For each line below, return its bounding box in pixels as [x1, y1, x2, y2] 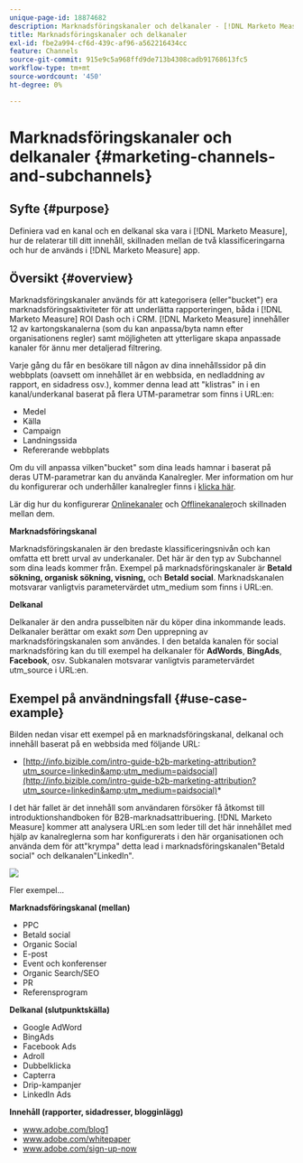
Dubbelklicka [22, 1060, 71, 1071]
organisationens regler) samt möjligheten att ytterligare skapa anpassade [9, 333, 281, 344]
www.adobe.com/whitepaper [22, 1134, 131, 1145]
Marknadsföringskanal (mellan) [9, 902, 131, 913]
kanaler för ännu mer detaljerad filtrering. [9, 342, 162, 353]
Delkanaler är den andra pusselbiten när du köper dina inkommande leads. [9, 617, 287, 628]
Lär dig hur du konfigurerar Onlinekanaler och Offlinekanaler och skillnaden [9, 498, 287, 510]
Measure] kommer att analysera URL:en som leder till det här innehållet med [9, 822, 292, 833]
